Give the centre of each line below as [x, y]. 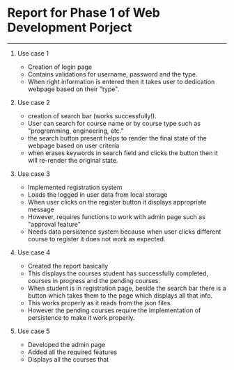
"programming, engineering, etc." [76, 131]
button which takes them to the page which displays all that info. [120, 295]
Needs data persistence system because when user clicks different [124, 232]
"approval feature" [54, 224]
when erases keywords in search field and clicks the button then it [123, 153]
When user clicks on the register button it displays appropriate [117, 202]
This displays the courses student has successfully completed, [118, 273]
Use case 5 [33, 331]
